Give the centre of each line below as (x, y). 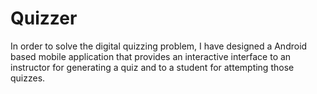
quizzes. (28, 78)
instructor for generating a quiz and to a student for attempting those (152, 67)
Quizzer (44, 18)
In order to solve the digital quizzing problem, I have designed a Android (159, 46)
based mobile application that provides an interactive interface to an (151, 56)
